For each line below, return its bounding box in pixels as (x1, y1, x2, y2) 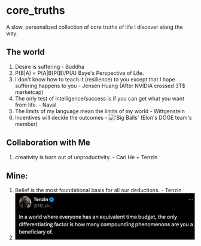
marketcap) (14, 88, 44, 96)
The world (6, 47, 45, 57)
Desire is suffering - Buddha (14, 63, 85, 70)
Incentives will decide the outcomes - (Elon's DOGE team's (14, 114, 193, 121)
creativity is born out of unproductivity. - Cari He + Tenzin (14, 153, 158, 160)
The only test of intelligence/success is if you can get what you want (14, 95, 184, 102)
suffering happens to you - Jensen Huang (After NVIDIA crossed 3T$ (14, 82, 185, 89)
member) (14, 120, 38, 127)
